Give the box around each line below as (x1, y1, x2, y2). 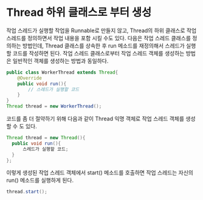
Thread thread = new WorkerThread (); (6, 103, 102, 109)
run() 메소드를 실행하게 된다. (6, 177, 74, 184)
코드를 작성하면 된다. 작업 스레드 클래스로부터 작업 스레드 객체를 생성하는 (12, 49, 185, 57)
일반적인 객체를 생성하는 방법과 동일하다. (12, 57, 109, 64)
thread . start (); (6, 189, 47, 195)
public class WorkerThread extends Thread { (6, 69, 119, 75)
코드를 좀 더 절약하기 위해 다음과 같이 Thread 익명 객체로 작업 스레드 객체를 (6, 115, 184, 122)
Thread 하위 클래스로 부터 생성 (6, 5, 152, 19)
